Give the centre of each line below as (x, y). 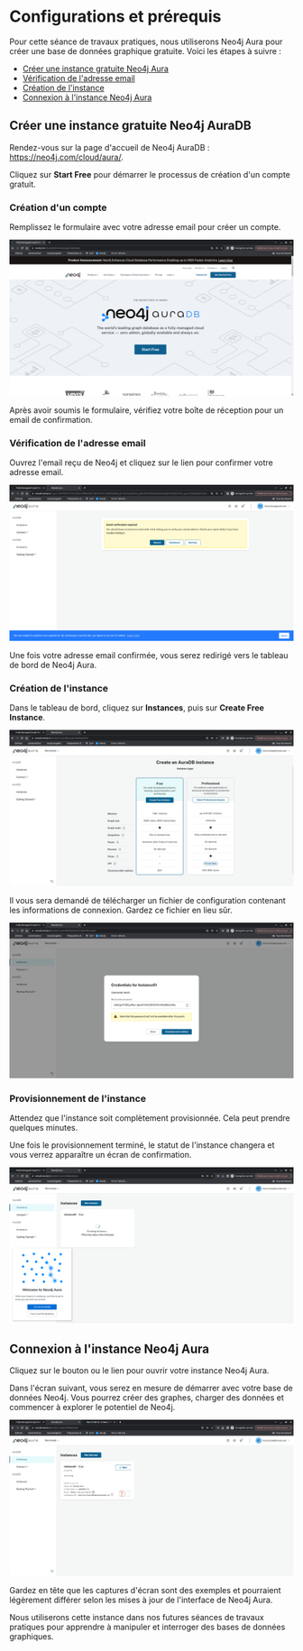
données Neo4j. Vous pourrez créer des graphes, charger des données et (147, 1398)
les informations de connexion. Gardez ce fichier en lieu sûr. (121, 910)
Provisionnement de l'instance (78, 1098)
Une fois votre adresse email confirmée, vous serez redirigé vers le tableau (149, 656)
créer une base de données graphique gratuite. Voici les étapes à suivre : (146, 50)
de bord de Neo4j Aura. (53, 665)
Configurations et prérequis (115, 17)
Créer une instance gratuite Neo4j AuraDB (130, 126)
